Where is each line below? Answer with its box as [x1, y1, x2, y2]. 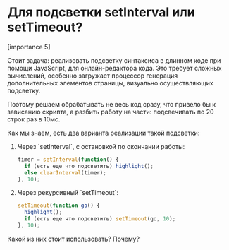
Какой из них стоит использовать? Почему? [7, 234, 140, 243]
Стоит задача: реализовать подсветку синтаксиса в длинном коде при [7, 56, 221, 64]
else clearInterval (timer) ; [24, 169, 107, 177]
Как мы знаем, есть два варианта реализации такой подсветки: [7, 129, 200, 137]
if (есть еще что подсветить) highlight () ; [24, 162, 154, 169]
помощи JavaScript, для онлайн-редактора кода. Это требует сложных [7, 64, 222, 72]
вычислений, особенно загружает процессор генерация [7, 71, 178, 80]
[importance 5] [7, 42, 51, 51]
